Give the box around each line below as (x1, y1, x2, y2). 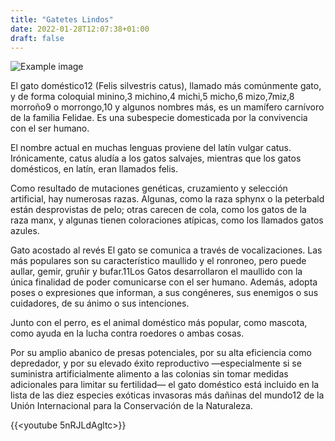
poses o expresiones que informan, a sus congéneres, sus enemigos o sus (10, 287, 319, 299)
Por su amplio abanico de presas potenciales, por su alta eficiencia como (10, 347, 312, 359)
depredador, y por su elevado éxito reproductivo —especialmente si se (10, 357, 302, 370)
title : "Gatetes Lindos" (10, 14, 114, 25)
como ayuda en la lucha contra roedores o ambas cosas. (10, 327, 245, 340)
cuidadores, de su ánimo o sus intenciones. (10, 297, 190, 310)
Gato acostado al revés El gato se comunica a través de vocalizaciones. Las (10, 244, 323, 256)
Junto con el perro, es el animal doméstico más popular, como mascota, (10, 317, 308, 329)
